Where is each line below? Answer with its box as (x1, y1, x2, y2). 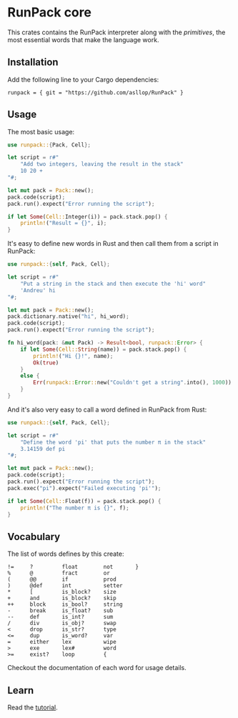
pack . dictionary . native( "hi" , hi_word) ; (7, 313, 130, 320)
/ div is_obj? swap (7, 619, 116, 627)
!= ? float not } (7, 564, 139, 571)
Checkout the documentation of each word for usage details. (7, 664, 187, 672)
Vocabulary (7, 530, 61, 543)
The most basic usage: (7, 127, 75, 136)
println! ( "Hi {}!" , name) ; (33, 352, 114, 359)
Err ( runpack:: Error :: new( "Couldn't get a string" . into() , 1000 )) (33, 379, 232, 387)
